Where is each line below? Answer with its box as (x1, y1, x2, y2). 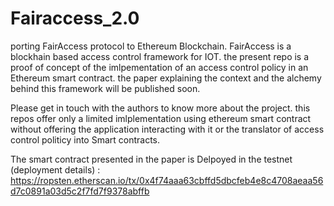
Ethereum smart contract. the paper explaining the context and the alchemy (10, 72, 322, 84)
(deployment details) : (10, 163, 101, 176)
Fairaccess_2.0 (10, 7, 140, 30)
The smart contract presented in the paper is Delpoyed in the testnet (10, 153, 293, 165)
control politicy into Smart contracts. (10, 133, 161, 146)
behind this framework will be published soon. (10, 82, 201, 94)
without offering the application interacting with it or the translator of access (10, 123, 325, 135)
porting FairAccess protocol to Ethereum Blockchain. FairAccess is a (10, 40, 292, 52)
